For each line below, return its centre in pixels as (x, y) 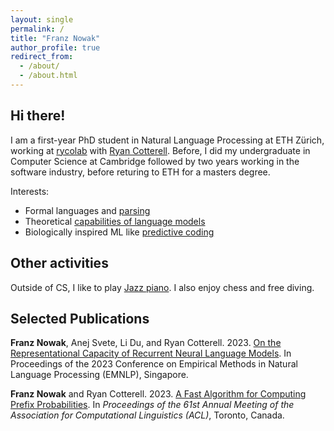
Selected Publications (80, 318)
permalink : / (37, 29)
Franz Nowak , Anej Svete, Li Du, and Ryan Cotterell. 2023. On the (146, 343)
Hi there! (38, 116)
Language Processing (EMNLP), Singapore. (99, 375)
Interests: (30, 191)
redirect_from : (42, 57)
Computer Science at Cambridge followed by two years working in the (155, 161)
